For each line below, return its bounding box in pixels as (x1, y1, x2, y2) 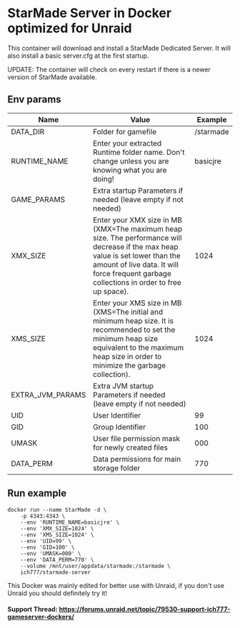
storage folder (92, 462, 141, 472)
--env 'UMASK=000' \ (20, 549, 81, 557)
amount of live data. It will (92, 259, 179, 269)
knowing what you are (92, 165, 167, 175)
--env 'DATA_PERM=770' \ (20, 556, 94, 563)
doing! (92, 173, 114, 183)
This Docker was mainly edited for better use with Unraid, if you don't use (7, 581, 225, 589)
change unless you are (92, 156, 169, 166)
